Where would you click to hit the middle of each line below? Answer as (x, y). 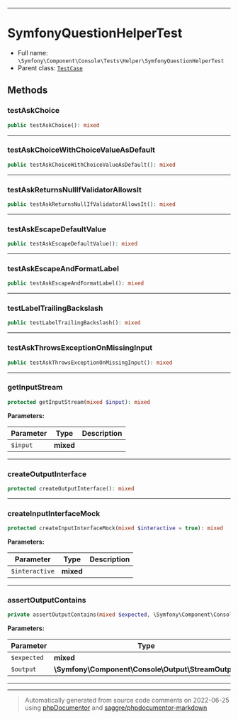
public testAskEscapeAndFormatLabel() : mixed (75, 284)
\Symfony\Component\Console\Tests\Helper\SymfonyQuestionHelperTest (121, 61)
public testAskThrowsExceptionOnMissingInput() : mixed (90, 363)
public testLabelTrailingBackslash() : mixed (74, 323)
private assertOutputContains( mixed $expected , (79, 615)
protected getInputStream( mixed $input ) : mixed (79, 402)
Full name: (33, 53)
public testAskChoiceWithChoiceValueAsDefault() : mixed (91, 165)
